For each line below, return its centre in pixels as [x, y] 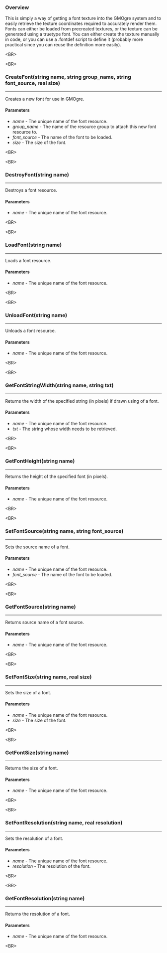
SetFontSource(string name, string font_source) [64, 531]
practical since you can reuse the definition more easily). [63, 45]
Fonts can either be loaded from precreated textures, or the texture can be [82, 29]
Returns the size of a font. [32, 768]
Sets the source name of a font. [37, 547]
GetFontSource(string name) [41, 607]
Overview [17, 7]
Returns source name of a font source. [45, 623]
